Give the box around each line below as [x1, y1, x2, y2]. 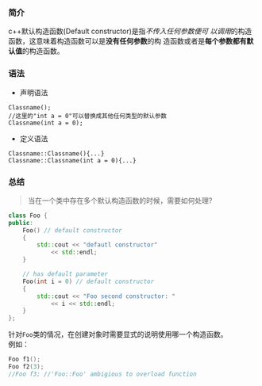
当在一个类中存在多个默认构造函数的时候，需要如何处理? [27, 196, 213, 205]
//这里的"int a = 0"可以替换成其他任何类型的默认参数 [8, 112, 167, 120]
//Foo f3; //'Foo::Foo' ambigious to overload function [8, 370, 197, 378]
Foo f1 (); [8, 355, 41, 364]
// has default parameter [22, 270, 109, 278]
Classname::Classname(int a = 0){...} [8, 156, 137, 164]
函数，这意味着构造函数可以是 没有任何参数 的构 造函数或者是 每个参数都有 [8, 36, 247, 46]
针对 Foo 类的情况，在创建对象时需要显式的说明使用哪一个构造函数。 [8, 330, 228, 339]
